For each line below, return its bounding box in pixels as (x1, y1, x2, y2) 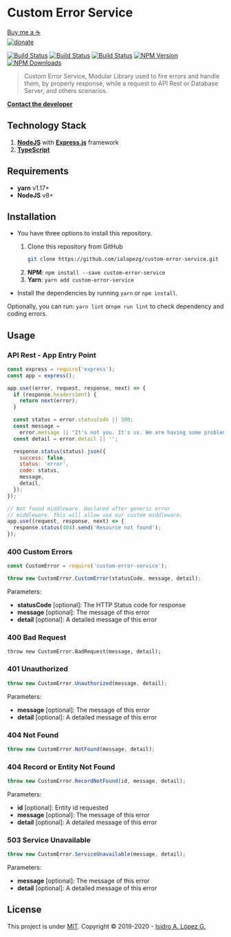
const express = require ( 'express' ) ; (7, 366, 115, 372)
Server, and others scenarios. (23, 86, 108, 94)
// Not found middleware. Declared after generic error (7, 505, 170, 512)
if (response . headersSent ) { (13, 391, 97, 398)
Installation (7, 211, 56, 222)
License (7, 904, 42, 916)
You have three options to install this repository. (16, 229, 153, 238)
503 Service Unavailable (7, 835, 91, 845)
